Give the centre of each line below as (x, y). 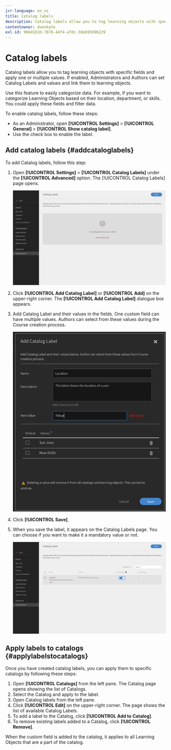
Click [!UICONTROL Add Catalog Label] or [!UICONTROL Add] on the (86, 293)
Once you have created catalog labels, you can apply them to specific (78, 668)
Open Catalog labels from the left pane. (54, 700)
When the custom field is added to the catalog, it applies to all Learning (80, 737)
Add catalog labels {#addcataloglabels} (69, 150)
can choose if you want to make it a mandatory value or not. (76, 534)
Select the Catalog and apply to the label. (56, 694)
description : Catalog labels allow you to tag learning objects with (81, 21)
